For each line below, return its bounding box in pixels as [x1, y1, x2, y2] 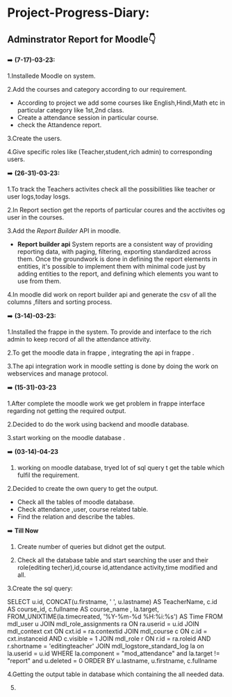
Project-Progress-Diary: [7, 5, 150, 21]
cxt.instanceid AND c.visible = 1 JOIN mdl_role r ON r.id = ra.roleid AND [7, 635, 211, 643]
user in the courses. [7, 213, 65, 221]
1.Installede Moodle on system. [7, 72, 96, 80]
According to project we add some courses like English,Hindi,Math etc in [17, 99, 226, 107]
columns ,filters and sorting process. [7, 298, 113, 306]
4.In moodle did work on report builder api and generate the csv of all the [7, 290, 217, 299]
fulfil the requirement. [17, 471, 80, 479]
